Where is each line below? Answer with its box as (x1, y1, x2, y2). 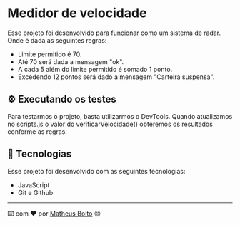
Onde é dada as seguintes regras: (7, 36, 107, 44)
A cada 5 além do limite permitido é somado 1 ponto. (17, 65, 173, 73)
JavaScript (17, 180, 50, 189)
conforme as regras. (7, 127, 68, 136)
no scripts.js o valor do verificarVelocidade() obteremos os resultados (7, 120, 213, 128)
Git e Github (17, 188, 54, 197)
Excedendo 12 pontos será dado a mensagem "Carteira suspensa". (17, 73, 215, 81)
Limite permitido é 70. (17, 50, 82, 58)
